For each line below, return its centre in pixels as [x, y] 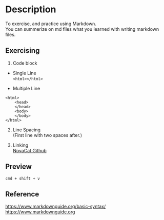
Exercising [23, 51]
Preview [19, 167]
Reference [22, 194]
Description [31, 9]
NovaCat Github [30, 150]
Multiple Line [26, 88]
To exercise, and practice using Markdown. [51, 24]
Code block [25, 63]
